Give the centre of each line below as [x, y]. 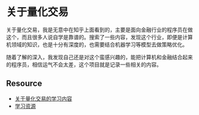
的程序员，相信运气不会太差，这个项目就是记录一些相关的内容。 [84, 64]
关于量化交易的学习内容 [43, 98]
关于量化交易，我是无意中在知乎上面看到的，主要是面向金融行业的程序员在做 [99, 30]
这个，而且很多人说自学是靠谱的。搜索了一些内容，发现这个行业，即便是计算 [99, 37]
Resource [24, 84]
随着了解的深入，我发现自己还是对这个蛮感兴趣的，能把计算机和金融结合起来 [99, 57]
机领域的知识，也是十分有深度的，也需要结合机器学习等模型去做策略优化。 [97, 44]
